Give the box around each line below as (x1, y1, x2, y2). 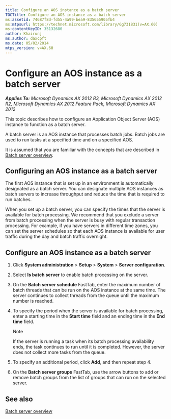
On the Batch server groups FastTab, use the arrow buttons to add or (12, 369, 159, 375)
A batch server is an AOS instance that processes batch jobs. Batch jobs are (5, 131, 165, 137)
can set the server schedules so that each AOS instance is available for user (5, 228, 165, 234)
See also (5, 395, 33, 403)
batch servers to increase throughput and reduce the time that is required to (5, 191, 165, 197)
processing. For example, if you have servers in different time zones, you (5, 223, 158, 229)
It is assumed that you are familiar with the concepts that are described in (5, 146, 159, 153)
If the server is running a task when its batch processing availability (12, 338, 154, 344)
